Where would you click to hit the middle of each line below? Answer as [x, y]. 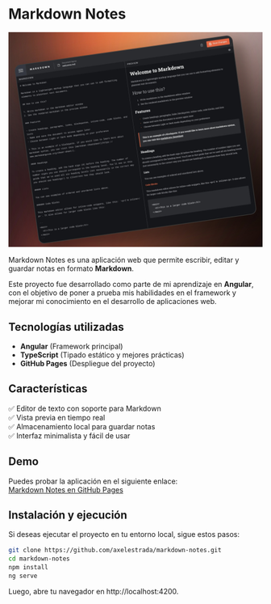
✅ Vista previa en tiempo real [57, 417]
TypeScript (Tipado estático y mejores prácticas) [102, 355]
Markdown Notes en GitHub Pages [66, 489]
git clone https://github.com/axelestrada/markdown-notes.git [115, 551]
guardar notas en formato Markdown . [71, 268]
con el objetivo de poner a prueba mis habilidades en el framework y [122, 293]
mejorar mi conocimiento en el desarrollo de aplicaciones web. [113, 302]
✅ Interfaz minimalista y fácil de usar [69, 435]
